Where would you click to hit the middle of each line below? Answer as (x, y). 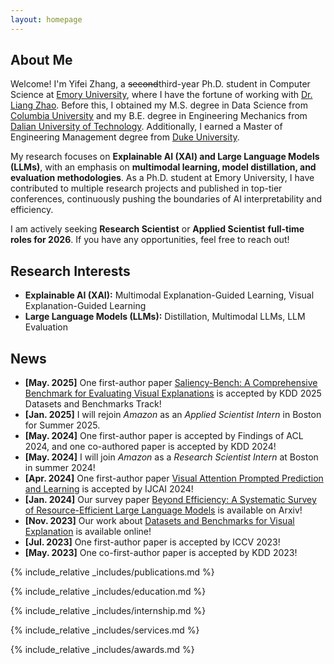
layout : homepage (46, 19)
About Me (41, 60)
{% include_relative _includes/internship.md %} (108, 611)
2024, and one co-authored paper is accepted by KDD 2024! (150, 447)
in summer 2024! (60, 468)
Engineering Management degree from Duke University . (125, 137)
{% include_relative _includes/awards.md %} (102, 650)
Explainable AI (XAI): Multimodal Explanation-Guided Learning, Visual (169, 295)
